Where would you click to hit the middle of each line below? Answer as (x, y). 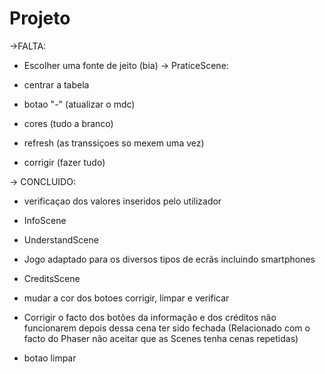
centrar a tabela (56, 84)
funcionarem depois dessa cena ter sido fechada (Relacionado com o (167, 328)
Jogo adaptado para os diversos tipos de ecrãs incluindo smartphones (169, 259)
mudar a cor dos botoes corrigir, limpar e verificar (126, 298)
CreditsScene (52, 278)
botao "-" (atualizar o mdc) (79, 104)
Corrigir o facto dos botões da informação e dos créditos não (150, 317)
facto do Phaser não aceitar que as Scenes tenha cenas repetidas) (161, 338)
